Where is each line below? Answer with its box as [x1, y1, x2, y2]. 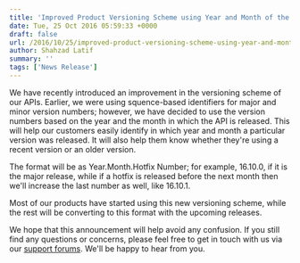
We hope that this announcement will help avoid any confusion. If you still [9, 224, 280, 234]
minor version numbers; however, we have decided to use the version [9, 106, 266, 117]
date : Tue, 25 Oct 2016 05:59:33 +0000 [9, 21, 158, 30]
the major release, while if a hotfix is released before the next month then [9, 170, 279, 181]
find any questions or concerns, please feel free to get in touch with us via [9, 234, 283, 244]
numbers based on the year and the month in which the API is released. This [9, 115, 290, 126]
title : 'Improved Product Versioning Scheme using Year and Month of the [9, 12, 290, 22]
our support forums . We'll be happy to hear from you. [9, 242, 205, 254]
